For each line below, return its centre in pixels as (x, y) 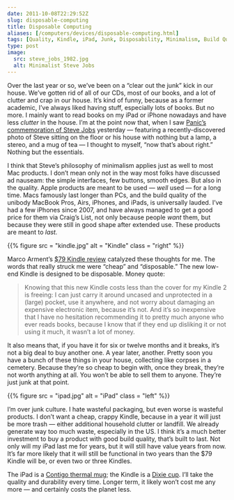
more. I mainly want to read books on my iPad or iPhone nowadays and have (117, 115)
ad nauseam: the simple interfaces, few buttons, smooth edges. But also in (114, 180)
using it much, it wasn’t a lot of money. (80, 331)
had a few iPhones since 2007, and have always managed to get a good (110, 210)
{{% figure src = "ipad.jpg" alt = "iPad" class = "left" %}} (89, 396)
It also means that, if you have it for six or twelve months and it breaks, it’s (114, 345)
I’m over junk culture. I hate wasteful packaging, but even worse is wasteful (115, 409)
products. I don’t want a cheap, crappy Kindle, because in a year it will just (114, 416)
